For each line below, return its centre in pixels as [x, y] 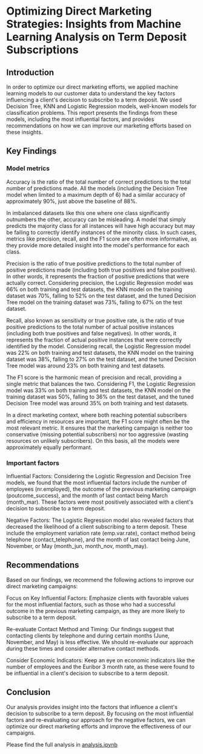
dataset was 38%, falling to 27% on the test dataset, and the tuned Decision [101, 359]
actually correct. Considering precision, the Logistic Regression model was [100, 283]
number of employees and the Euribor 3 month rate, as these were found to [101, 667]
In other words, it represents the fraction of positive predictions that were [98, 276]
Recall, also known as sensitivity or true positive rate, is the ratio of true [95, 320]
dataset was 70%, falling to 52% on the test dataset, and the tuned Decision [101, 295]
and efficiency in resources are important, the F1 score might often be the [98, 421]
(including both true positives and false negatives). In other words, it [92, 333]
